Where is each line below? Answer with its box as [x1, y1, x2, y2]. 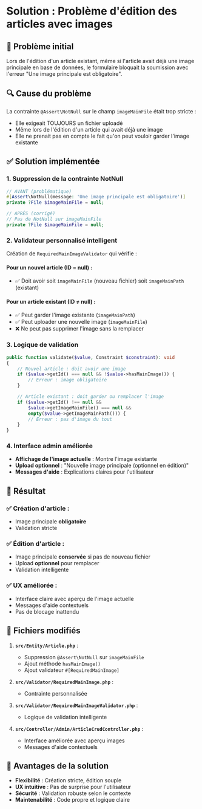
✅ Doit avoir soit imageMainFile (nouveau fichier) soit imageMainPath [15, 277, 184, 284]
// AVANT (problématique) [6, 188, 72, 195]
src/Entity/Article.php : [15, 642, 79, 649]
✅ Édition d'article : [6, 540, 65, 548]
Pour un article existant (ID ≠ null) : [6, 298, 96, 305]
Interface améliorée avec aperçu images [24, 737, 126, 744]
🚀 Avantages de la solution [6, 760, 109, 771]
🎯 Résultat [6, 486, 46, 496]
